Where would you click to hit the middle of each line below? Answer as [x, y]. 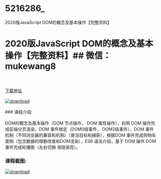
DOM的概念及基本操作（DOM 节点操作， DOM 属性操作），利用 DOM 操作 [78, 123]
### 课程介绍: [19, 112]
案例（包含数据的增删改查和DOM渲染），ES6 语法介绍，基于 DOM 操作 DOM [80, 141]
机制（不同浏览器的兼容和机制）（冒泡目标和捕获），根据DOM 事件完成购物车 [80, 135]
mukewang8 [31, 66]
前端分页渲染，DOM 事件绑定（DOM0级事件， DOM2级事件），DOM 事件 [81, 129]
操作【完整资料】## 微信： [58, 56]
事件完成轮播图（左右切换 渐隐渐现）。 [43, 147]
